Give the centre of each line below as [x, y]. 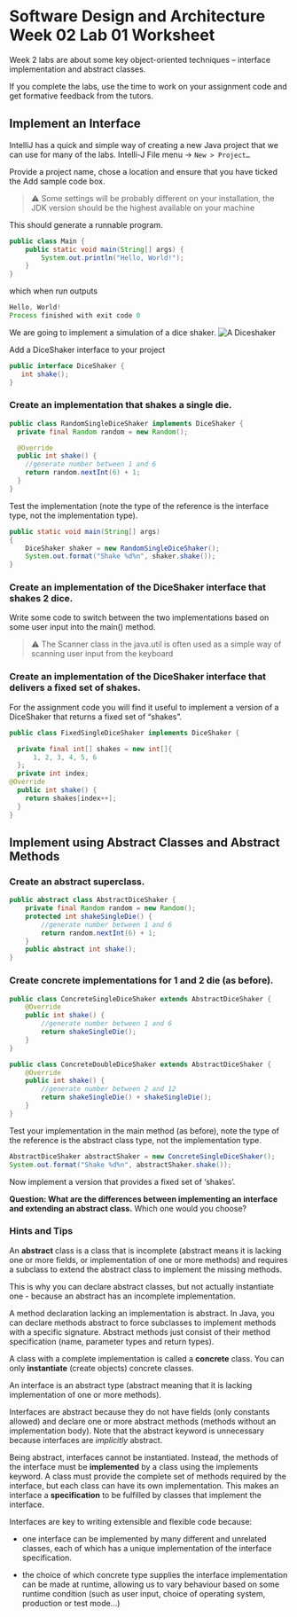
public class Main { [47, 241]
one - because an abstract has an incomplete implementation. [122, 1296]
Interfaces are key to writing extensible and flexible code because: [131, 1521]
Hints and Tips [41, 1231]
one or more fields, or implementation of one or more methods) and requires [148, 1260]
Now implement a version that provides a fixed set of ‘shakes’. [122, 1181]
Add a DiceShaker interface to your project [87, 349]
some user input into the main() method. [82, 627]
